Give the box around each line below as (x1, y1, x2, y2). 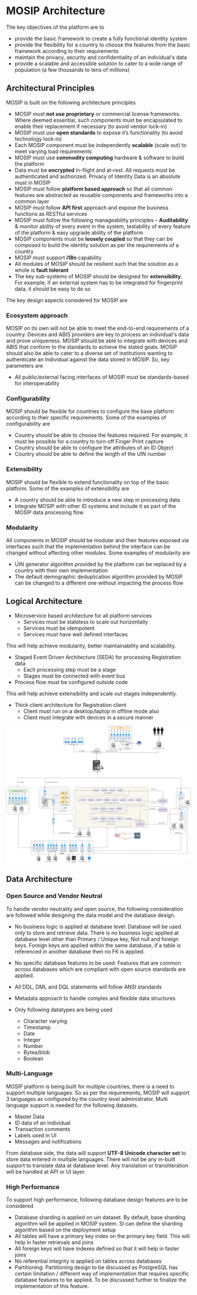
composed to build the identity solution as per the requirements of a (14, 241, 179, 248)
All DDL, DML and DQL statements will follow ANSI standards (14, 983, 162, 990)
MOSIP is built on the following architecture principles (6, 99, 136, 106)
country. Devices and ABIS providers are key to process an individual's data (6, 331, 189, 338)
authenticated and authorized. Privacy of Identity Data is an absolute (14, 172, 181, 180)
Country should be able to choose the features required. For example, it (14, 432, 188, 439)
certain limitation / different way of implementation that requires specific (14, 1270, 189, 1277)
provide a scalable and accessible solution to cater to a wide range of (14, 60, 183, 67)
